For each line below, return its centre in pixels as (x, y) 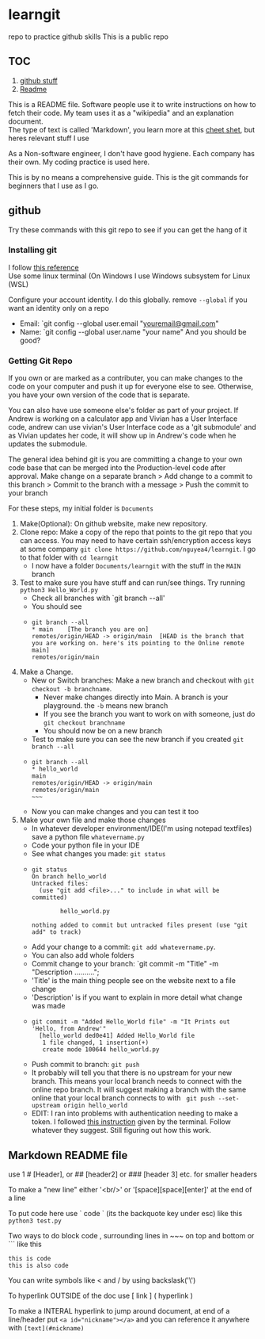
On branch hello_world (69, 877)
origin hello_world (96, 1106)
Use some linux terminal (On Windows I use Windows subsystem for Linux (129, 276)
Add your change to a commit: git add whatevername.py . (123, 947)
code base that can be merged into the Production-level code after (117, 468)
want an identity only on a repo (59, 308)
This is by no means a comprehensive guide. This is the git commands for (129, 177)
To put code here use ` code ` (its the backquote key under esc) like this (125, 1213)
